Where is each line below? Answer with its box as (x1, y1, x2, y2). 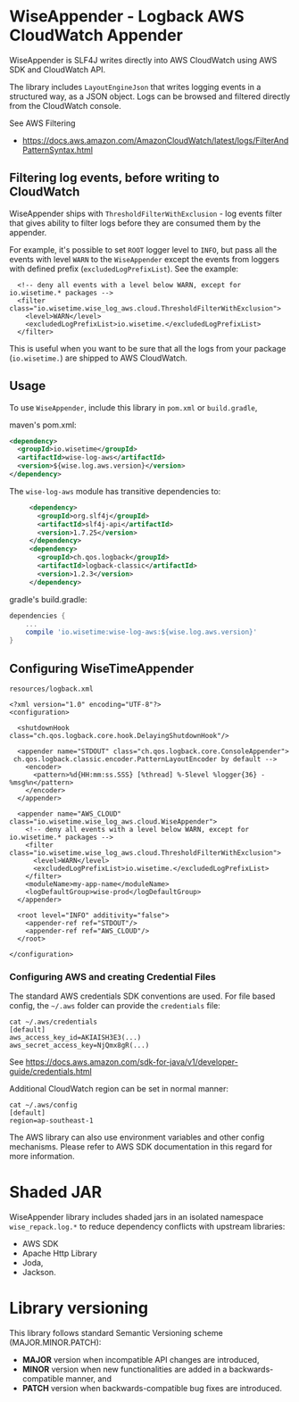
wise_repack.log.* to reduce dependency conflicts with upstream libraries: (9, 1221, 286, 1232)
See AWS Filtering (9, 118, 76, 129)
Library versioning (9, 1298, 149, 1318)
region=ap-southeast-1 (9, 1116, 94, 1125)
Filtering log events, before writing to (9, 170, 220, 186)
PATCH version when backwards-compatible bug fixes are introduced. (21, 1383, 283, 1394)
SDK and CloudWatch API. (9, 64, 105, 75)
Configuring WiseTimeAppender (9, 660, 195, 676)
